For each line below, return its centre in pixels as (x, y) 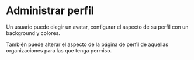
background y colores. (33, 33)
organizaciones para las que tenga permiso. (59, 50)
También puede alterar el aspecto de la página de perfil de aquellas (87, 44)
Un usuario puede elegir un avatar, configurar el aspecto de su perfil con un (97, 27)
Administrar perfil (50, 11)
